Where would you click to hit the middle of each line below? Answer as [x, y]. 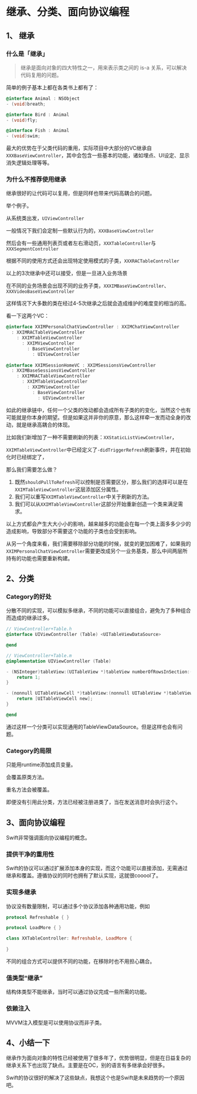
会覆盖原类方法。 [27, 777]
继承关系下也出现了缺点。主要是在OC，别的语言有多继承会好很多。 [87, 1065]
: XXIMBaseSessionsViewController [53, 371]
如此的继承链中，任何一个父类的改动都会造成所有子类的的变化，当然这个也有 [98, 410]
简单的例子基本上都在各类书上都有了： [52, 87]
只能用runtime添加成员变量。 [41, 765]
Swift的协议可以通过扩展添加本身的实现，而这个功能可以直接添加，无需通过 [97, 868]
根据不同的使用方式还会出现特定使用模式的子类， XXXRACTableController [93, 261]
